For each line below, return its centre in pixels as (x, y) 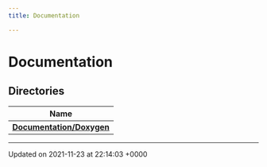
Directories (37, 91)
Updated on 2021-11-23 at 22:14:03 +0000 (78, 154)
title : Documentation (44, 16)
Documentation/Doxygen (61, 126)
